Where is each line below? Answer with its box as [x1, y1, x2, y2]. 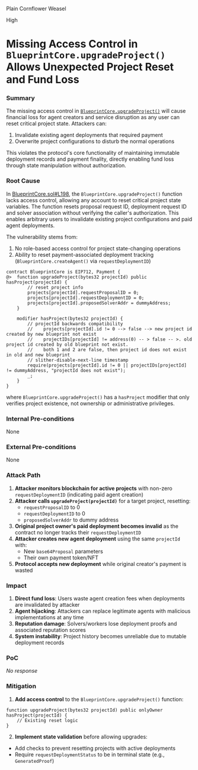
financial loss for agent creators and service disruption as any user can [6, 114, 180, 121]
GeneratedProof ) [14, 757, 55, 764]
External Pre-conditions [6, 443, 76, 451]
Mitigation [6, 682, 37, 691]
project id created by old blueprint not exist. [6, 341, 129, 348]
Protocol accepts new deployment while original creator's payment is [14, 560, 187, 567]
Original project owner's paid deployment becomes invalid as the [14, 522, 179, 530]
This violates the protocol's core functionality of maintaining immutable [6, 149, 180, 157]
